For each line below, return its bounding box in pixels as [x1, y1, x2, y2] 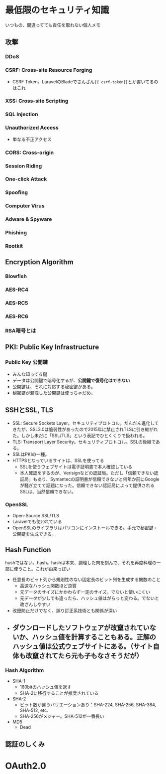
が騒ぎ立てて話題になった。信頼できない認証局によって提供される [19, 482, 155, 488]
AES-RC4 [5, 286, 29, 293]
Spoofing [5, 189, 28, 196]
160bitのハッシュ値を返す [19, 684, 72, 690]
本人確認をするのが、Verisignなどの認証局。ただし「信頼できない [19, 469, 154, 476]
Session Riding [5, 162, 42, 169]
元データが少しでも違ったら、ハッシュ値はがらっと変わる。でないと [19, 595, 160, 601]
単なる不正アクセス [12, 136, 52, 142]
